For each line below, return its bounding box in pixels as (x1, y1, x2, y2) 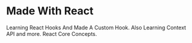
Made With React (6, 4, 94, 18)
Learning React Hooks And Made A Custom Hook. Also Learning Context (6, 24, 187, 31)
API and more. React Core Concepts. (6, 30, 97, 37)
